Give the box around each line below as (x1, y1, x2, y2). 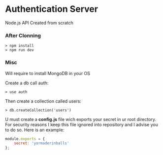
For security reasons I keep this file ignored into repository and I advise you (5, 121, 159, 127)
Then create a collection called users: (5, 98, 82, 104)
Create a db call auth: (5, 80, 49, 86)
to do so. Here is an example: (5, 127, 65, 133)
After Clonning (5, 32, 41, 39)
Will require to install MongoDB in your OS (5, 70, 90, 76)
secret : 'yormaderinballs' (14, 141, 69, 146)
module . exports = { (5, 136, 45, 141)
